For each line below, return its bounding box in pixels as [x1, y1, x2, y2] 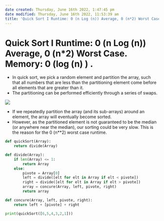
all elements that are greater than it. [12, 85, 84, 91]
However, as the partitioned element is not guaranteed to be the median [12, 119, 157, 125]
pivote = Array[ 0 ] [22, 171, 60, 175]
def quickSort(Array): [5, 139, 51, 144]
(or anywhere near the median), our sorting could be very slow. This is [12, 124, 154, 130]
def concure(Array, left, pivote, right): [5, 197, 93, 202]
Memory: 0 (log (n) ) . [5, 58, 94, 69]
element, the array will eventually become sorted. [12, 114, 112, 120]
